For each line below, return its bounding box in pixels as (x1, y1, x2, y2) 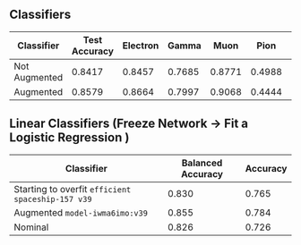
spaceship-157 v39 (13, 194, 92, 204)
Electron (122, 39, 159, 52)
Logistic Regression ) (9, 130, 130, 146)
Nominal (13, 221, 49, 233)
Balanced (181, 156, 223, 169)
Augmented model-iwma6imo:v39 (13, 206, 148, 218)
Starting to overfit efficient (13, 182, 132, 195)
